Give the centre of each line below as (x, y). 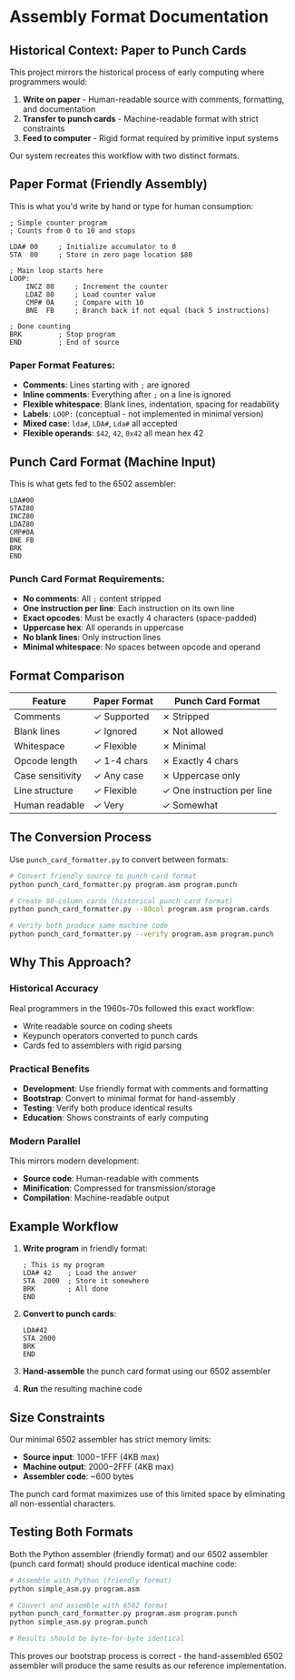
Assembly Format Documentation (139, 17)
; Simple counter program (58, 223)
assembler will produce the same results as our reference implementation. (148, 1665)
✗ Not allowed (193, 731)
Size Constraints (57, 1418)
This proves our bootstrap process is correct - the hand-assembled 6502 (147, 1656)
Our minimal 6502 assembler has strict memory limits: (110, 1439)
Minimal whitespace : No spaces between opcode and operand (141, 647)
